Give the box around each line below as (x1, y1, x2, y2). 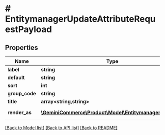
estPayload (5, 24, 53, 35)
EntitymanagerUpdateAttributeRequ (5, 13, 156, 25)
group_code (7, 90, 36, 97)
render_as (7, 109, 32, 116)
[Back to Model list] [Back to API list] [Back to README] (5, 125, 118, 131)
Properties (5, 43, 38, 52)
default (7, 74, 25, 81)
